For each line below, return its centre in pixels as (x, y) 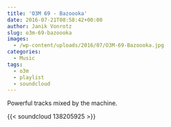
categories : (24, 52)
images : (18, 39)
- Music (24, 58)
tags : (15, 65)
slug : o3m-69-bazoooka (39, 33)
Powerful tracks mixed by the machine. (62, 103)
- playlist (29, 77)
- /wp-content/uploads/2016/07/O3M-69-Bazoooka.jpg (89, 45)
